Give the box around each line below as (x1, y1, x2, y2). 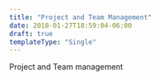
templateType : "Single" (9, 37, 97, 47)
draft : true (9, 29, 53, 38)
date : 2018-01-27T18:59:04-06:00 (9, 21, 133, 30)
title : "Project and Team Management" (9, 12, 152, 22)
